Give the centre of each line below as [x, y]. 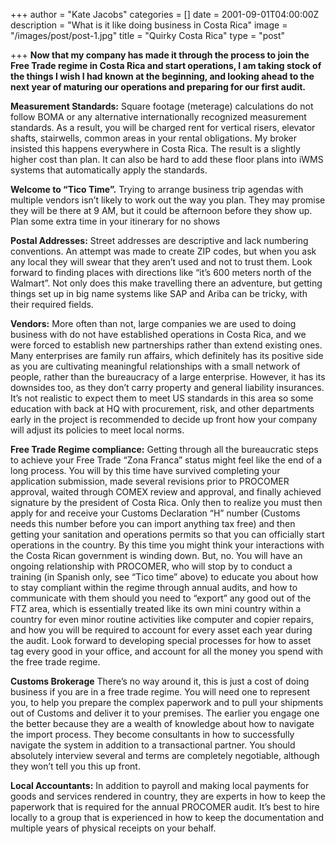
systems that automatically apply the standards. [109, 170]
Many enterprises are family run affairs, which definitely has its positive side [167, 355]
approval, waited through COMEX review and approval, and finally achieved [166, 492]
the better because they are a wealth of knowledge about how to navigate [162, 723]
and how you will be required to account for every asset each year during [161, 630]
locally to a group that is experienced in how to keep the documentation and [167, 817]
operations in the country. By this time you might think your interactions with [167, 545]
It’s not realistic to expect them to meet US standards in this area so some [162, 398]
